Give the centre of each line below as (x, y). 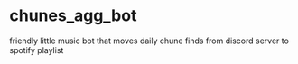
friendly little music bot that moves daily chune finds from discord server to (149, 41)
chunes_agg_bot (73, 16)
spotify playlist (37, 50)
